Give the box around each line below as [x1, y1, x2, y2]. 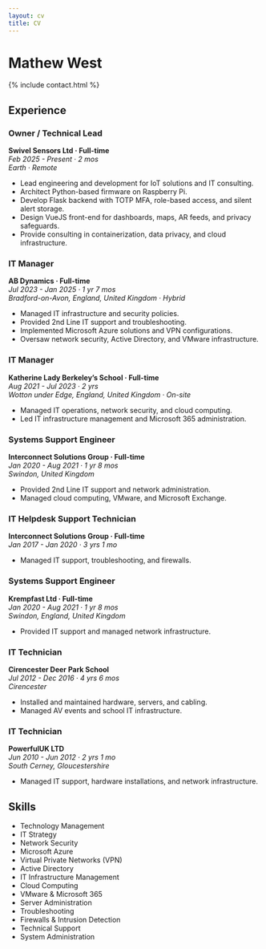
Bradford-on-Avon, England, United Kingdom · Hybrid [8, 294, 186, 303]
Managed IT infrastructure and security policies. [19, 309, 179, 318]
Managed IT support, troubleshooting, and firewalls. [19, 555, 192, 566]
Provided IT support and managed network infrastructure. [19, 627, 212, 636]
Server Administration [19, 898, 92, 907]
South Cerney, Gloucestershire [8, 761, 110, 771]
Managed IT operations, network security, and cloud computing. [19, 405, 232, 415]
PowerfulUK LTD [8, 744, 65, 754]
